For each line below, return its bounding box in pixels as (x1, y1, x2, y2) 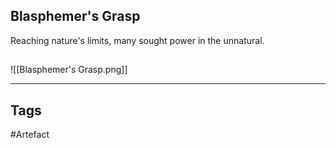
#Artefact (10, 129, 50, 141)
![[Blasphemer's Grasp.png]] (10, 64, 128, 76)
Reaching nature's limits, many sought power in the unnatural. (10, 34, 265, 46)
